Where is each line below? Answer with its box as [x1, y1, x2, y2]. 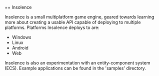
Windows [11, 34, 31, 40]
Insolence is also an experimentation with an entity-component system [4, 60, 150, 65]
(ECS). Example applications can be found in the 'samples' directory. [4, 65, 146, 71]
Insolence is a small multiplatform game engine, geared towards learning [4, 14, 154, 19]
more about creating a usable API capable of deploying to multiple [4, 19, 141, 25]
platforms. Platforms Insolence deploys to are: [4, 24, 99, 30]
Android [11, 45, 28, 50]
